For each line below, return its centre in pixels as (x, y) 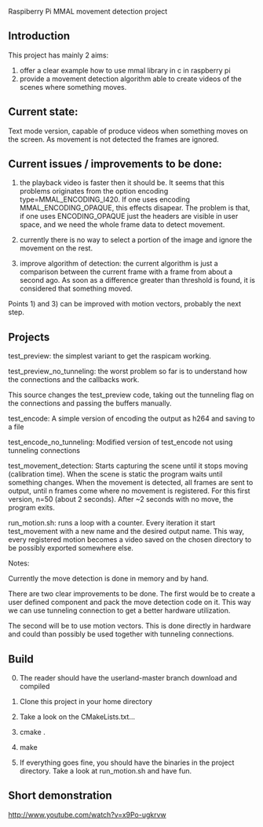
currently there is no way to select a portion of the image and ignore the (136, 240)
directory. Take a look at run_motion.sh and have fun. (106, 771)
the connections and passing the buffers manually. (90, 403)
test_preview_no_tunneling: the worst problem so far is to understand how (128, 371)
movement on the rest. (56, 248)
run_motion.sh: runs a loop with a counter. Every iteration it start (112, 523)
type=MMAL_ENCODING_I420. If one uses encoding (105, 199)
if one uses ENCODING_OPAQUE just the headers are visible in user (129, 217)
